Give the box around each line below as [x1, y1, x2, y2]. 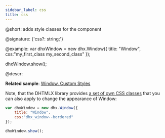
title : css [5, 12, 28, 17]
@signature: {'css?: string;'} [5, 36, 63, 42]
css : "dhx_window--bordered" [14, 115, 73, 120]
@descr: [5, 70, 23, 76]
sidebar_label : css [5, 7, 47, 13]
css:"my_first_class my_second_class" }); [5, 51, 91, 57]
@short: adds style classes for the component [5, 26, 102, 32]
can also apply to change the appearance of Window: [5, 96, 117, 102]
